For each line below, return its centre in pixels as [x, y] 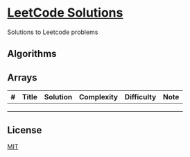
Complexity [98, 97]
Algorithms [32, 54]
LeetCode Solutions [65, 13]
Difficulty [140, 97]
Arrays [22, 77]
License [25, 130]
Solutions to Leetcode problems [53, 32]
